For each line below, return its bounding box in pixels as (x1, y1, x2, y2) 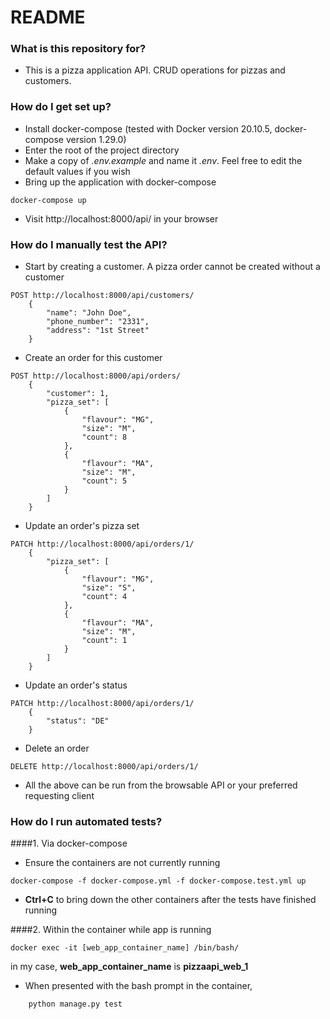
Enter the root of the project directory (24, 144, 180, 156)
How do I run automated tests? (10, 815, 163, 828)
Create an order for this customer (24, 352, 163, 364)
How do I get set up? (10, 100, 112, 114)
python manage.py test (28, 999, 123, 1010)
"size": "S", (81, 583, 137, 593)
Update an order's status (24, 679, 128, 691)
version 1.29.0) (65, 133, 127, 145)
